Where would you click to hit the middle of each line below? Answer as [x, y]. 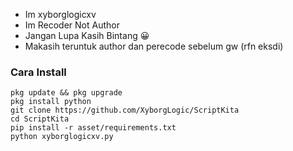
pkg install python [51, 102]
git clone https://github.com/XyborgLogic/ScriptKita [125, 110]
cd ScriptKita [40, 119]
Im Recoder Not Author [72, 25]
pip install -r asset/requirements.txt [93, 128]
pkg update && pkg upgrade [66, 93]
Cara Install [38, 72]
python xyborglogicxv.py [62, 137]
